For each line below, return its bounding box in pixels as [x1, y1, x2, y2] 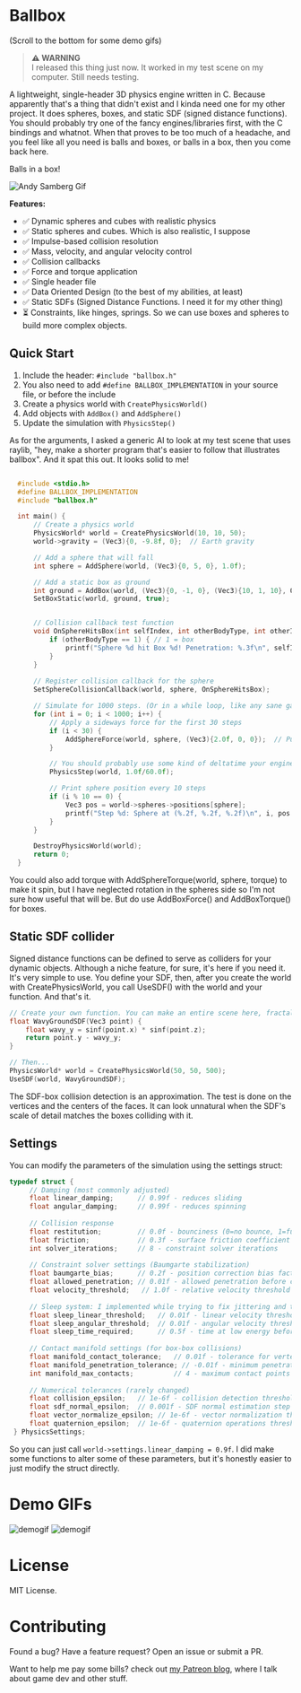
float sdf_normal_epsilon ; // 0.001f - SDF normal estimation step [29, 1402, 291, 1411]
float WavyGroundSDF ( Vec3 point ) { [9, 1017, 142, 1025]
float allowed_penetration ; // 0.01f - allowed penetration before [29, 1278, 287, 1287]
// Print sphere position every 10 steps [48, 784, 206, 793]
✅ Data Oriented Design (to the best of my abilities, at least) [21, 286, 244, 297]
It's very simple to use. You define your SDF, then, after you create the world [9, 972, 292, 982]
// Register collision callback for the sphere [32, 676, 215, 686]
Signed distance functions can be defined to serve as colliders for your [9, 953, 271, 964]
